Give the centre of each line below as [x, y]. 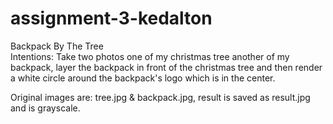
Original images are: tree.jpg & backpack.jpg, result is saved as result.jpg [160, 97]
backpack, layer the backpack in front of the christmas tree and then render [166, 67]
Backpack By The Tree [57, 46]
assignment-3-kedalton [111, 18]
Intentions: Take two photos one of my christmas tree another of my [150, 56]
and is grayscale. [45, 108]
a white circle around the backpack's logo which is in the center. [143, 78]
